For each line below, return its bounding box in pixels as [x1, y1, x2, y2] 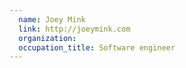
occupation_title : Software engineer [18, 42, 176, 53]
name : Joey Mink [18, 14, 86, 25]
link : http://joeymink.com [18, 24, 131, 34]
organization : [18, 33, 77, 43]
